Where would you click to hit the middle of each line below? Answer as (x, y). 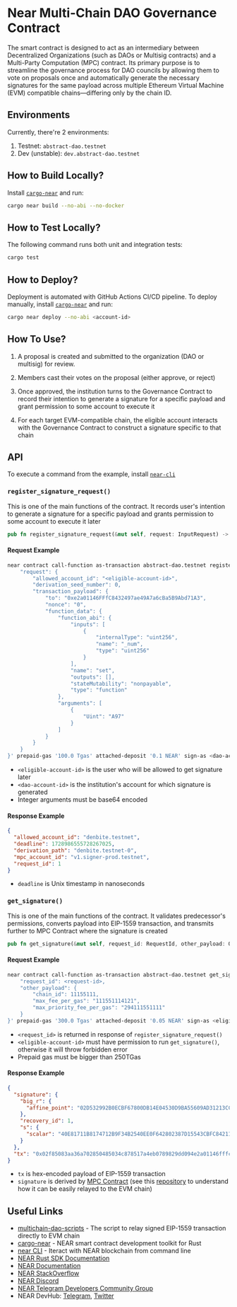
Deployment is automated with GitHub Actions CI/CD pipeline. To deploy (112, 296)
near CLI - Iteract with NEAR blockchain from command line (104, 1251)
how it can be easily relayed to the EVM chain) (85, 1189)
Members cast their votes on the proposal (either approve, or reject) (116, 377)
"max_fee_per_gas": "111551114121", (86, 1001)
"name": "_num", (119, 644)
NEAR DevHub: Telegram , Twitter (66, 1296)
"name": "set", (92, 670)
